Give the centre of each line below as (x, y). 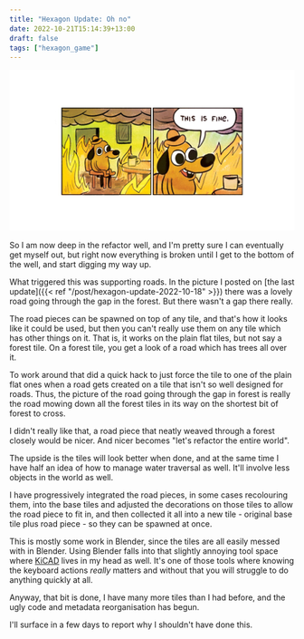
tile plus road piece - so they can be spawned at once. (111, 523)
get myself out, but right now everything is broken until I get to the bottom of (152, 255)
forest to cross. (38, 413)
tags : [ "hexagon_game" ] (54, 48)
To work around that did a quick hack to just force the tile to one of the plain (151, 374)
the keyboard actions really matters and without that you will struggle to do (149, 570)
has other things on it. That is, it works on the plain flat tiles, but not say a (146, 338)
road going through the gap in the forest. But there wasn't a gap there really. (152, 301)
